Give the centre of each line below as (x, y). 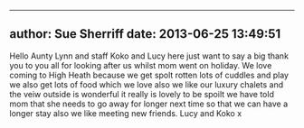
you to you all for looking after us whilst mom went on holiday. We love (141, 65)
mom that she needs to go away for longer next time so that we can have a (149, 104)
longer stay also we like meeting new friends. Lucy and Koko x (126, 113)
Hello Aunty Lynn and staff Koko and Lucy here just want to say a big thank (149, 56)
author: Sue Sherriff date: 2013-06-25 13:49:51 (145, 34)
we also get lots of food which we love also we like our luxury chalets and (146, 84)
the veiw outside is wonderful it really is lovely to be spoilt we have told (142, 94)
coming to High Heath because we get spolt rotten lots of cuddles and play (149, 75)
